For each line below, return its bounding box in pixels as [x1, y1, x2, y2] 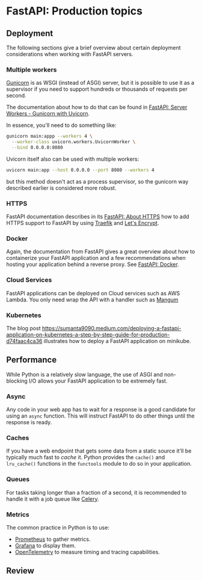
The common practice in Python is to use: [6, 523, 110, 531]
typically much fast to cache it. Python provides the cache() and [6, 454, 165, 461]
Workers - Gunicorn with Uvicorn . [6, 110, 90, 117]
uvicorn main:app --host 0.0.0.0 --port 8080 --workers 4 [6, 167, 155, 173]
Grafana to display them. [14, 541, 76, 549]
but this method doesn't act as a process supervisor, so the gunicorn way [6, 177, 189, 185]
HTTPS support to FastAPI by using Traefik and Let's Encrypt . [6, 220, 159, 227]
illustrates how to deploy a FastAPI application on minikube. [43, 337, 191, 344]
